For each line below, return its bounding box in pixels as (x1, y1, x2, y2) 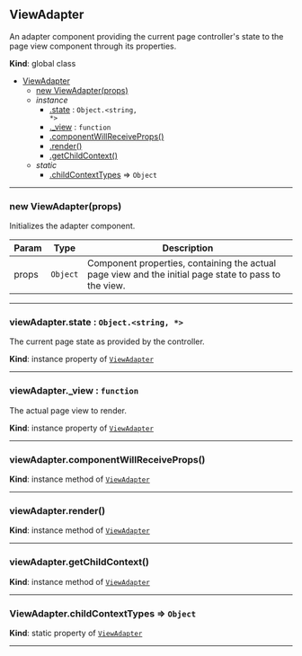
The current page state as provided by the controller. (9, 336, 205, 347)
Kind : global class (9, 58, 76, 68)
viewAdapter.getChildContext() (9, 556, 150, 569)
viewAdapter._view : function (9, 385, 139, 397)
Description (162, 242, 214, 254)
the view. (86, 279, 126, 292)
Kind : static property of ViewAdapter (9, 627, 143, 638)
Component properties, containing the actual (86, 257, 277, 270)
